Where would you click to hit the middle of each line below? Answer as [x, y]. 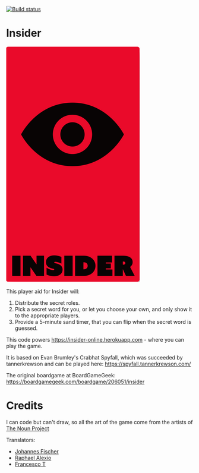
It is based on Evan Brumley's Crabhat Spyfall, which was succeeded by [94, 357]
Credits [25, 406]
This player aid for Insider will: [43, 291]
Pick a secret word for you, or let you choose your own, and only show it [103, 309]
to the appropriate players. [47, 316]
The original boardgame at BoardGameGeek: [61, 375]
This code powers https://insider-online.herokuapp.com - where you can [95, 339]
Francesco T [30, 464]
